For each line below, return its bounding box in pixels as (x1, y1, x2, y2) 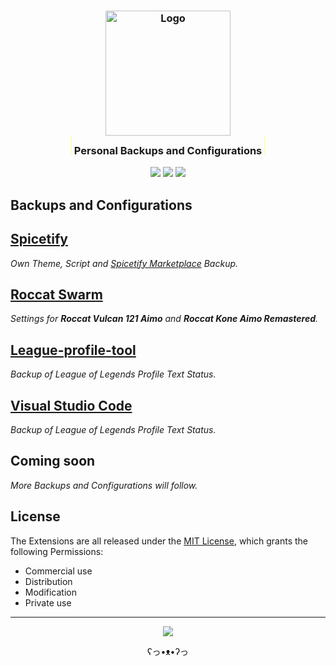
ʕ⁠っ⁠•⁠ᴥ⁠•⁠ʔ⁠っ (146, 645, 189, 657)
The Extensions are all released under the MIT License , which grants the (10, 535, 309, 547)
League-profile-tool (10, 341, 137, 359)
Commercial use (24, 565, 93, 577)
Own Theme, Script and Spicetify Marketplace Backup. (10, 257, 239, 269)
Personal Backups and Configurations (73, 143, 263, 157)
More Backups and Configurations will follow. (10, 479, 198, 491)
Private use (24, 596, 72, 609)
